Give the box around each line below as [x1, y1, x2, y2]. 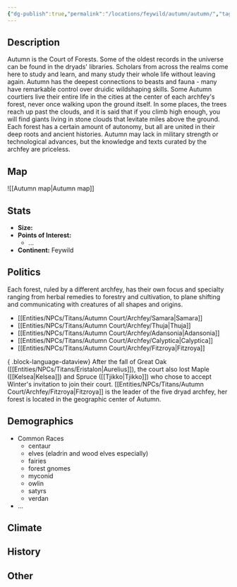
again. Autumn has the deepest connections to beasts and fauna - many [7, 78, 217, 86]
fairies [28, 456, 47, 465]
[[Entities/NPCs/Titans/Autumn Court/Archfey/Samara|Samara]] [17, 313, 203, 322]
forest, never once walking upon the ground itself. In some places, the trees [7, 100, 227, 109]
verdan [28, 494, 49, 502]
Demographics [7, 416, 74, 428]
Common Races [17, 434, 64, 442]
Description [7, 37, 60, 49]
